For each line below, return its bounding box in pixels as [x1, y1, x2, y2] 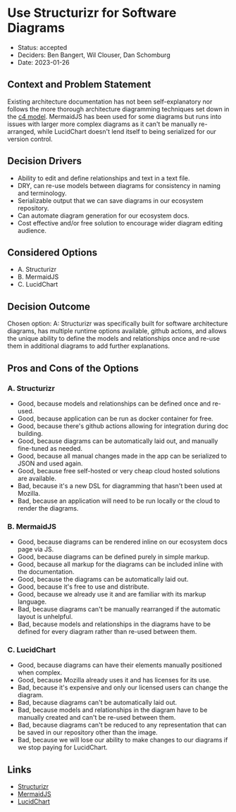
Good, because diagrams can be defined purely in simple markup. [17, 553, 210, 561]
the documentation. [17, 568, 75, 576]
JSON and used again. [17, 459, 83, 468]
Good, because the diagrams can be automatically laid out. [17, 575, 189, 584]
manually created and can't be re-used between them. [17, 713, 176, 722]
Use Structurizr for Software [7, 5, 177, 21]
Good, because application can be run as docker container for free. [17, 414, 213, 423]
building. [17, 429, 44, 437]
